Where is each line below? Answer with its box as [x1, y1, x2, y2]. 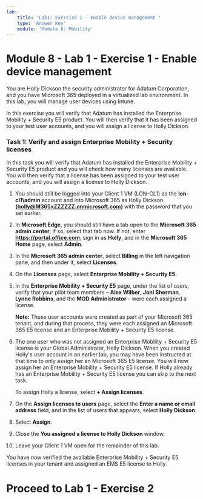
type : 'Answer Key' [17, 20, 67, 26]
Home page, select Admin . [15, 240, 83, 248]
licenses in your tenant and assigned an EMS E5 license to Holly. [6, 460, 168, 467]
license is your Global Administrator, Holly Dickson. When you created [15, 344, 190, 352]
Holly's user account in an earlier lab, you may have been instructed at [15, 351, 191, 358]
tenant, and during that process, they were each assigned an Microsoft [15, 320, 193, 327]
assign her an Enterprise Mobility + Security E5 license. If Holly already [15, 364, 193, 371]
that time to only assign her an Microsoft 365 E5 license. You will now [15, 358, 189, 365]
